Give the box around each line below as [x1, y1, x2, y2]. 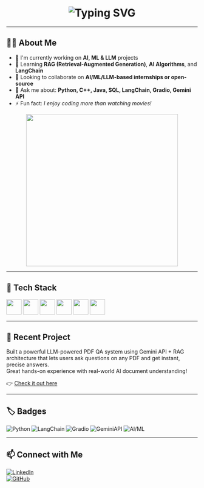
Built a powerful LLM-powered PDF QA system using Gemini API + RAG [6, 348, 185, 355]
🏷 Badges [6, 406, 47, 416]
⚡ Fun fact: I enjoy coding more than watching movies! [15, 99, 152, 106]
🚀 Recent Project [6, 332, 71, 342]
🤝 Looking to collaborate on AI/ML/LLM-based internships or [15, 73, 170, 80]
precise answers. [6, 361, 50, 368]
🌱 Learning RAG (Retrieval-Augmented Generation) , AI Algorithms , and [15, 60, 197, 68]
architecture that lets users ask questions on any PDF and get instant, [6, 355, 180, 362]
